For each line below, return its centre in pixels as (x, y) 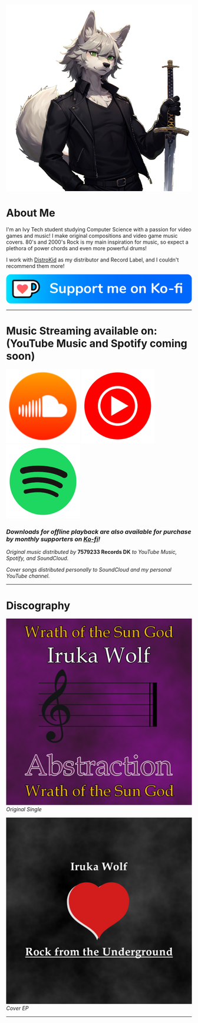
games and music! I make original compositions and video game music (92, 235)
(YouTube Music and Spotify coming (97, 343)
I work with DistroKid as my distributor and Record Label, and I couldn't (93, 260)
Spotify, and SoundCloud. (37, 559)
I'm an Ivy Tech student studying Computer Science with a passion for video (99, 229)
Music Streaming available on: (82, 331)
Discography (38, 606)
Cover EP (17, 1008)
